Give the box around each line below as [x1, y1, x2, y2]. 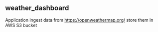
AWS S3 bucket [5, 22, 37, 28]
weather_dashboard [5, 4, 69, 12]
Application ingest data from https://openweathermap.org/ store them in [5, 17, 154, 23]
